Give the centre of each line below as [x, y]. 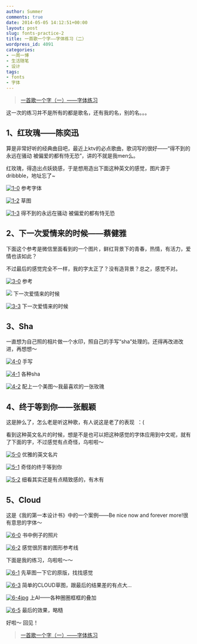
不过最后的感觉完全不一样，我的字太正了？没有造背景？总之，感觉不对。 [93, 268]
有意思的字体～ [24, 523]
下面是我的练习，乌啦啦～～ [40, 560]
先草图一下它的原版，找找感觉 [57, 573]
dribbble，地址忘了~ [31, 175]
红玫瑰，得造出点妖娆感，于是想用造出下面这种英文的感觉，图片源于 [88, 168]
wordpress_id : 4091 [30, 45]
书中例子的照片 [40, 535]
